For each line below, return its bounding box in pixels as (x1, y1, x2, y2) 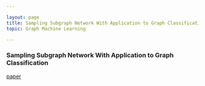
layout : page (6, 14, 40, 20)
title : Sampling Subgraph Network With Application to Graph (6, 20, 165, 26)
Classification (6, 59, 49, 67)
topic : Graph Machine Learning (6, 26, 86, 32)
